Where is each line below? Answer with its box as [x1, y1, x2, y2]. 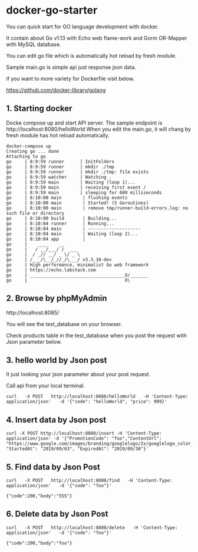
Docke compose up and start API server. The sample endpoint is [6, 119, 163, 126]
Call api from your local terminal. [6, 382, 85, 389]
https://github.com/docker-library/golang [6, 86, 106, 93]
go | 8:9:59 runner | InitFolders [6, 159, 115, 165]
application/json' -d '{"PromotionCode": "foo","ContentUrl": [6, 436, 162, 442]
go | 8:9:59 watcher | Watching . [6, 174, 112, 180]
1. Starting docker [6, 104, 72, 114]
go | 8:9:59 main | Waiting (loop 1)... [6, 179, 136, 185]
